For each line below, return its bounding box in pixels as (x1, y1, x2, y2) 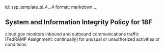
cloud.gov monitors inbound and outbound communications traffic (5, 31, 139, 37)
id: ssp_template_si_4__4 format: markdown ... (5, 4, 98, 10)
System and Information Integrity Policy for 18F (5, 18, 152, 26)
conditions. (5, 41, 28, 47)
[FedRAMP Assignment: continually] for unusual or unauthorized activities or (5, 36, 160, 42)
